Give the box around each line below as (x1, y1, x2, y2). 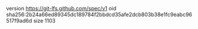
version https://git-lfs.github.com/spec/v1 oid (6, 5, 117, 12)
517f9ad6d (6, 17, 33, 24)
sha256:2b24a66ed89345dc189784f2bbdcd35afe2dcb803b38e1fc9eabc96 (6, 11, 193, 18)
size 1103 (33, 17, 56, 24)
